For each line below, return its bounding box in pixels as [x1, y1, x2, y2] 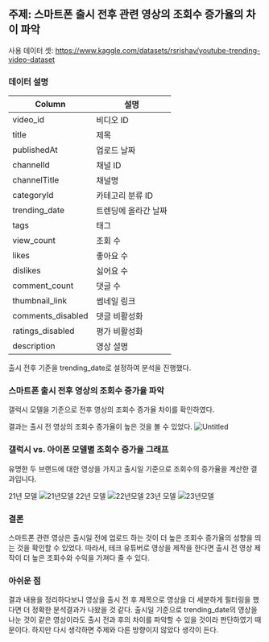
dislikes [12, 265, 42, 276]
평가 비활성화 [96, 326, 143, 337]
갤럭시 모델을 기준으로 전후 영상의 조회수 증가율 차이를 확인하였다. [8, 405, 215, 414]
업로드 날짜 [96, 145, 136, 156]
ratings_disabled [12, 325, 75, 336]
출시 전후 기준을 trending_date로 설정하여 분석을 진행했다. [8, 363, 192, 372]
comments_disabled [12, 311, 89, 322]
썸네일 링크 [96, 296, 136, 307]
